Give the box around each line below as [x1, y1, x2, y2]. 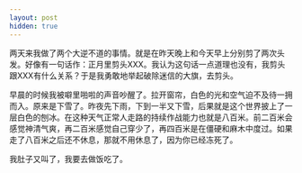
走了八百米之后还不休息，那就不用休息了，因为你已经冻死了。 [9, 134, 238, 145]
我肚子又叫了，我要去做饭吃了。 [9, 153, 128, 164]
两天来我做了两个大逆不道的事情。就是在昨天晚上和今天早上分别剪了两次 [9, 47, 277, 59]
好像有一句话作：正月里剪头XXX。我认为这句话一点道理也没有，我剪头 [24, 59, 286, 69]
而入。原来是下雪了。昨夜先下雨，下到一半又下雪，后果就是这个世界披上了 [9, 100, 285, 111]
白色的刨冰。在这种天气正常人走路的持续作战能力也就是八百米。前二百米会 [16, 112, 293, 123]
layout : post [9, 13, 58, 23]
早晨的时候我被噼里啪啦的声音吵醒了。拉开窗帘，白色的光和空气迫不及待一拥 [9, 89, 293, 100]
